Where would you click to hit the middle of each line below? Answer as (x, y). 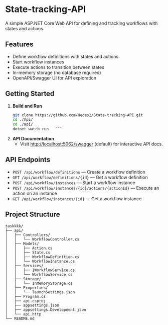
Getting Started (30, 94)
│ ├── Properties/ (27, 288)
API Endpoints (28, 160)
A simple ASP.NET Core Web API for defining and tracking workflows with (81, 23)
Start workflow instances (38, 62)
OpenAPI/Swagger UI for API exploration (54, 78)
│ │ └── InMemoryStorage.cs (39, 283)
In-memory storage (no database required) (57, 72)
